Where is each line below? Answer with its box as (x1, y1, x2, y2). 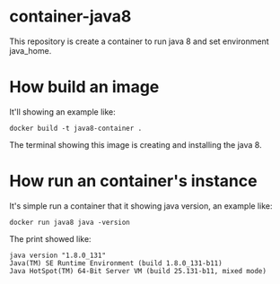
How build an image (9, 77, 160, 98)
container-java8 (9, 6, 132, 27)
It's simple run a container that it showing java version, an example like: (9, 200, 273, 211)
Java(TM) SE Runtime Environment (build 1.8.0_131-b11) (9, 258, 223, 268)
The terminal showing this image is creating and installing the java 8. (9, 139, 262, 150)
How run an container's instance (9, 171, 258, 192)
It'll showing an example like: (9, 106, 117, 117)
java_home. (9, 45, 52, 56)
